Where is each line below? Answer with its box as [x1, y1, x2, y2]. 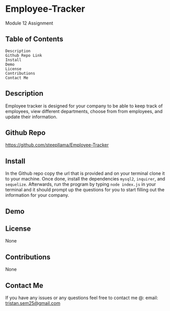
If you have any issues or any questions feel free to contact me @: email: [5, 295, 158, 301]
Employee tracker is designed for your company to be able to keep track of [5, 103, 163, 109]
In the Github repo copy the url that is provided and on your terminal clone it [5, 170, 165, 176]
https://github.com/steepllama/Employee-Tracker [5, 142, 109, 148]
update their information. [5, 114, 58, 120]
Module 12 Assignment [5, 20, 54, 26]
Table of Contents [5, 35, 64, 43]
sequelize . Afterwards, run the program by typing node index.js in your [5, 181, 156, 187]
